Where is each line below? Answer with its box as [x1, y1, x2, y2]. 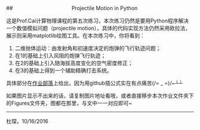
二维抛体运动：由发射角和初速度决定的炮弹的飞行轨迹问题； [14, 45, 161, 52]
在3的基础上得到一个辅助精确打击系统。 [14, 67, 112, 74]
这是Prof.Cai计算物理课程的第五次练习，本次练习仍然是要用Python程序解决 [6, 17, 189, 24]
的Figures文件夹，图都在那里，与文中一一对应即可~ [6, 100, 133, 106]
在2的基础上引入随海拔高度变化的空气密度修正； [14, 59, 133, 66]
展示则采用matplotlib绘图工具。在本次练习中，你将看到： [6, 32, 145, 39]
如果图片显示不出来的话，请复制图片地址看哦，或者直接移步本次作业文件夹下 [6, 92, 194, 99]
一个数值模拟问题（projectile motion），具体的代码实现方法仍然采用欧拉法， [6, 25, 191, 31]
